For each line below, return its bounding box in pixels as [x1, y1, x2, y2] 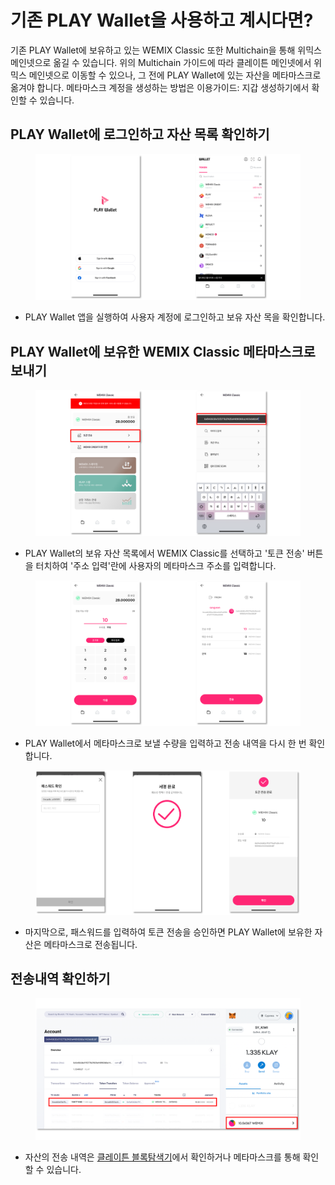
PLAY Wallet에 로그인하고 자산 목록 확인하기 [10, 126, 270, 143]
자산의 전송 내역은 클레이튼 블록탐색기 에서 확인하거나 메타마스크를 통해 [24, 1151, 301, 1163]
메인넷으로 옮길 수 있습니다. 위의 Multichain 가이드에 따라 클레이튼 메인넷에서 [10, 56, 312, 68]
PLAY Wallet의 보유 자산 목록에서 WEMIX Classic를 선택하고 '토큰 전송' [24, 547, 305, 559]
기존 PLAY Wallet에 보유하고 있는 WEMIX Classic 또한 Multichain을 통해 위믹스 [10, 44, 322, 56]
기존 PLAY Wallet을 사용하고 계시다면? [10, 9, 314, 32]
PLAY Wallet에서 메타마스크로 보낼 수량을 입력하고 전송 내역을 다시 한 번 [24, 737, 307, 750]
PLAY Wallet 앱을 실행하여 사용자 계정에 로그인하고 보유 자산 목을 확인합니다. [24, 311, 326, 323]
